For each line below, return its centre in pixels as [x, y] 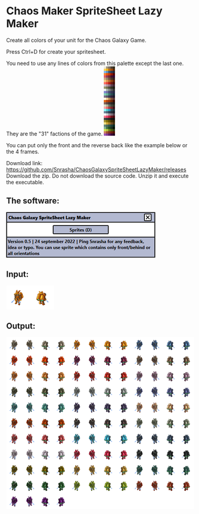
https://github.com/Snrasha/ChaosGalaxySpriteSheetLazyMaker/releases [96, 169]
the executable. [25, 182]
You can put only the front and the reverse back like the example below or [97, 145]
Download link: [24, 163]
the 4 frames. [23, 151]
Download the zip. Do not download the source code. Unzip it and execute [97, 176]
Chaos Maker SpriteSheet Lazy [84, 11]
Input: [17, 275]
